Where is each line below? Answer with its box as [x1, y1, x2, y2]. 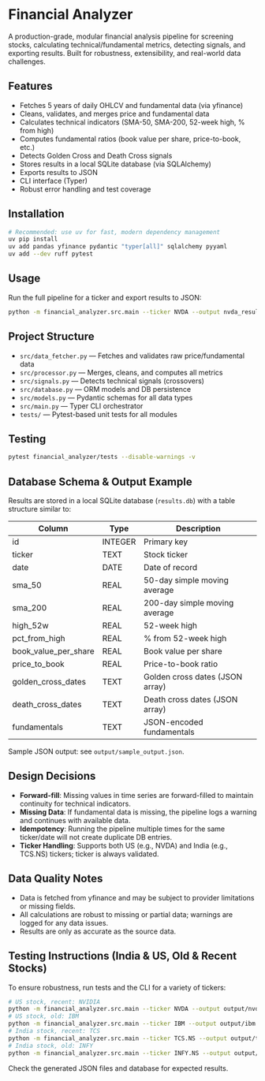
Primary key [143, 536, 188, 547]
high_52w [12, 621, 49, 632]
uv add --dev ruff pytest [8, 250, 93, 258]
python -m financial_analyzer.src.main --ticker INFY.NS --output [8, 1049, 231, 1057]
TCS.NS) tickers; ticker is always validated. [19, 849, 159, 859]
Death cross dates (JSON [143, 694, 238, 705]
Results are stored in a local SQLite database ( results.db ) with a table [8, 496, 235, 505]
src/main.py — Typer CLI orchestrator [19, 401, 144, 411]
